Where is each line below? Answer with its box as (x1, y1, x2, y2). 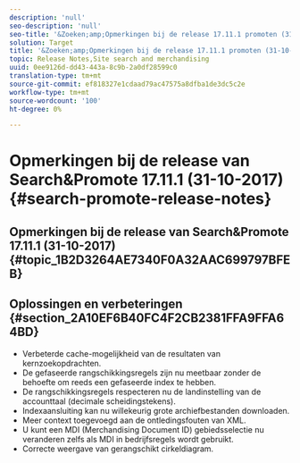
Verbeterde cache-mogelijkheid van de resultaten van (21, 348, 221, 358)
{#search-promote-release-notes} (9, 189, 272, 209)
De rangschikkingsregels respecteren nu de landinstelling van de (21, 386, 262, 397)
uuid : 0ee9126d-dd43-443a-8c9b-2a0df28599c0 (9, 63, 178, 72)
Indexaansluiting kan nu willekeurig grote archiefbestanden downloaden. (21, 405, 290, 416)
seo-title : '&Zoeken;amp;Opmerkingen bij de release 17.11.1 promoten (9, 29, 278, 38)
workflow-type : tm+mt (9, 88, 90, 97)
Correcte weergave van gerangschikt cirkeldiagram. (21, 443, 214, 454)
